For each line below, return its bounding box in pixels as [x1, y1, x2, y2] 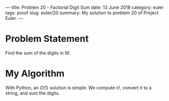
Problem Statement [5, 33, 89, 45]
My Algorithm [5, 68, 65, 80]
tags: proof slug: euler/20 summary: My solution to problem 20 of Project [5, 10, 159, 16]
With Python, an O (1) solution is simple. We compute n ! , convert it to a [5, 84, 152, 91]
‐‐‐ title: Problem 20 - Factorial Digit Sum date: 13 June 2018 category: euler [5, 5, 164, 10]
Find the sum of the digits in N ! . [5, 49, 71, 56]
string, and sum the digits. [5, 90, 60, 96]
